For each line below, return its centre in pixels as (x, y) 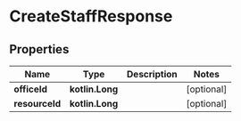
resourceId (37, 104)
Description (152, 74)
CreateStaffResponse (91, 16)
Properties (39, 49)
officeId (30, 89)
